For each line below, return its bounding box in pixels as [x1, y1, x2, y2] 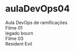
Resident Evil [5, 40, 32, 46]
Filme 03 [5, 35, 24, 41]
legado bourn [5, 30, 33, 36]
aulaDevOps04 [5, 3, 70, 14]
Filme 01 [5, 24, 23, 30]
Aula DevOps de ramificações [5, 19, 67, 25]
